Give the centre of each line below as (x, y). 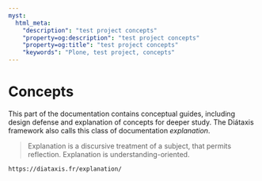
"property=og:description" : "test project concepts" (111, 38)
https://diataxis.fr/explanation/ (65, 169)
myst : (17, 15)
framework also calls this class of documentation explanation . (109, 130)
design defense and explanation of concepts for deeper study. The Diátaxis (131, 122)
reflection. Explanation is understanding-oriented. (108, 154)
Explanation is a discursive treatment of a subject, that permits (129, 146)
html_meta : (33, 23)
